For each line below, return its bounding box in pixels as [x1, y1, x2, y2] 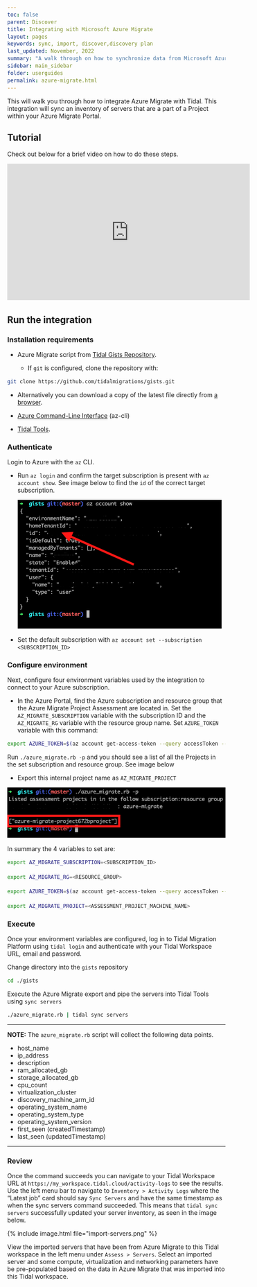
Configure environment [7, 660, 88, 670]
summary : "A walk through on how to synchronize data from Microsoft [7, 55, 213, 62]
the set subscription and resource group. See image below [7, 760, 175, 769]
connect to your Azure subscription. [7, 683, 110, 692]
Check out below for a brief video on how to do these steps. [7, 150, 179, 159]
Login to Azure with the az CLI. [7, 458, 95, 466]
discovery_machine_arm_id [17, 1096, 95, 1104]
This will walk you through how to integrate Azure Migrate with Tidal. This [7, 97, 217, 105]
